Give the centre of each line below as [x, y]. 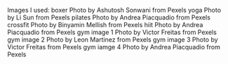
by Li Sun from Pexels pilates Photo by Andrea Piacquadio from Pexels [109, 17]
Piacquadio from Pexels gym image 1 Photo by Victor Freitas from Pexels [112, 32]
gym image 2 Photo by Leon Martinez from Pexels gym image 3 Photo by [113, 40]
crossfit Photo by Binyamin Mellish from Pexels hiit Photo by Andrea [105, 25]
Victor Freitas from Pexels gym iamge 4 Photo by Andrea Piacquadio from [114, 47]
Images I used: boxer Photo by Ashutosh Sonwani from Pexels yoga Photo [114, 10]
